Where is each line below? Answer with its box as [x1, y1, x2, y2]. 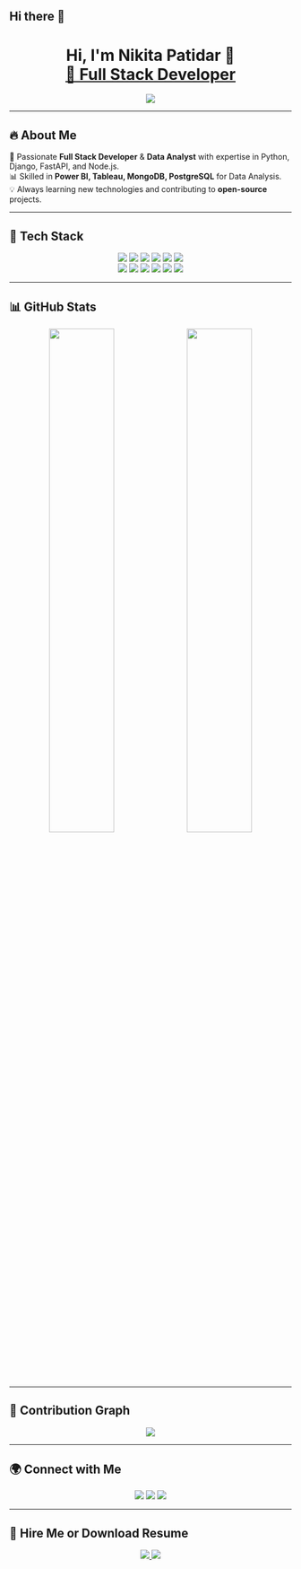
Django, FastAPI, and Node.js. [9, 161, 119, 171]
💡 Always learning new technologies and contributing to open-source [9, 184, 268, 195]
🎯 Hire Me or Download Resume [9, 1525, 189, 1540]
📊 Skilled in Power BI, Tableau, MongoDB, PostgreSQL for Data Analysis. [9, 171, 282, 182]
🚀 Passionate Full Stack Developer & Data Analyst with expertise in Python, [9, 152, 289, 162]
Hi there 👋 [9, 9, 65, 24]
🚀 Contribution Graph [9, 1403, 131, 1418]
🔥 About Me [9, 127, 77, 143]
